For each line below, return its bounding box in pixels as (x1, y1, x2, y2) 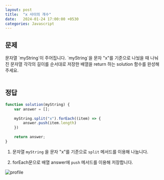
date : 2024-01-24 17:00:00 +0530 (5, 16, 79, 21)
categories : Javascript (5, 21, 55, 26)
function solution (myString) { (5, 102, 70, 107)
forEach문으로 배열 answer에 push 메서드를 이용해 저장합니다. (12, 159, 133, 165)
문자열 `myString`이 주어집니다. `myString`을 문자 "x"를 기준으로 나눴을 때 (5, 55, 150, 61)
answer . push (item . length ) (23, 120, 77, 126)
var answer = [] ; (14, 106, 50, 112)
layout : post (5, 7, 32, 12)
